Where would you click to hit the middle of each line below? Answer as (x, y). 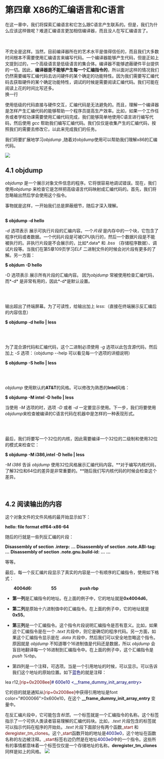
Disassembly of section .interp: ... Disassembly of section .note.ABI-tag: (81, 547)
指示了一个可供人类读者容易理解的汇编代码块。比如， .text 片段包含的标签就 (81, 721)
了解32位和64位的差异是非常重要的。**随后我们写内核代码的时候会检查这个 (81, 471)
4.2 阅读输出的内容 (33, 504)
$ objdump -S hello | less (31, 363)
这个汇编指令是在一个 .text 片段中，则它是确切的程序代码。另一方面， (82, 631)
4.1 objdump (24, 171)
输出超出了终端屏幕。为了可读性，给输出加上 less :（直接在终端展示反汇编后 (81, 306)
